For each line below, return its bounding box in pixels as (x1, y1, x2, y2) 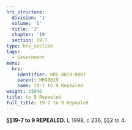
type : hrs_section (6, 43, 53, 49)
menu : (6, 60, 20, 66)
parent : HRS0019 (17, 77, 59, 83)
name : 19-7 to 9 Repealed (17, 83, 84, 89)
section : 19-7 (12, 37, 48, 43)
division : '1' (12, 15, 48, 21)
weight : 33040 (6, 88, 43, 95)
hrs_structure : (6, 9, 45, 15)
